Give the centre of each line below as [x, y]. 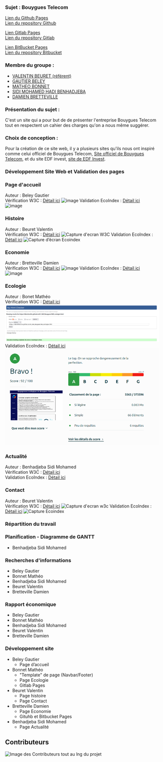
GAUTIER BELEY [29, 81]
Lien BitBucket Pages [26, 47]
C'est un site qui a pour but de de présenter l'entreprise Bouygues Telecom [81, 120]
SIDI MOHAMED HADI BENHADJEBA [49, 92]
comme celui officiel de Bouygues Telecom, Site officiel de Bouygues [75, 154]
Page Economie [35, 711]
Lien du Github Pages [27, 18]
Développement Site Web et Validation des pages [65, 172]
